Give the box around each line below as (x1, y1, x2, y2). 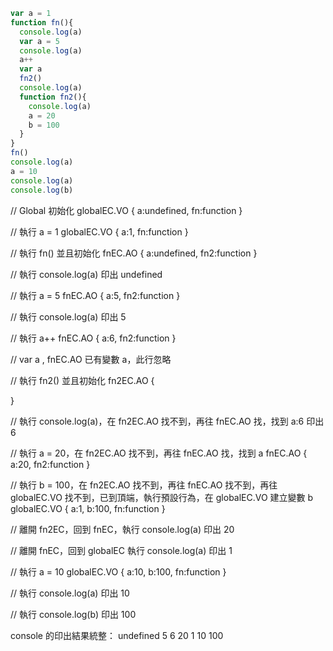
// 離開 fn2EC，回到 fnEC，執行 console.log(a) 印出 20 (10, 523, 235, 535)
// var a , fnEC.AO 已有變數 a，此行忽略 (10, 353, 172, 365)
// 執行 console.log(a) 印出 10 (10, 587, 130, 599)
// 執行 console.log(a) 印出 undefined (10, 268, 163, 280)
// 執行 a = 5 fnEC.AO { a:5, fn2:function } (10, 289, 181, 301)
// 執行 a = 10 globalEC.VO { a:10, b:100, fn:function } (10, 565, 227, 578)
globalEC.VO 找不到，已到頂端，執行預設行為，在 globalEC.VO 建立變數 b (10, 491, 314, 503)
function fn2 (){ (19, 92, 87, 102)
